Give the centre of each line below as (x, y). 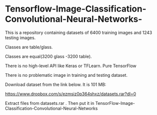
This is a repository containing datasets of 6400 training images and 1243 (79, 32)
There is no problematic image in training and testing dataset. (66, 75)
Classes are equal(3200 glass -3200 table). (48, 56)
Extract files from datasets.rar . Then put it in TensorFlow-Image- (70, 103)
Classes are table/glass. (29, 47)
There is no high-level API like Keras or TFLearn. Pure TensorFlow (71, 66)
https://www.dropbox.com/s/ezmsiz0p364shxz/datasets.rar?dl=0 (71, 94)
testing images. (20, 38)
